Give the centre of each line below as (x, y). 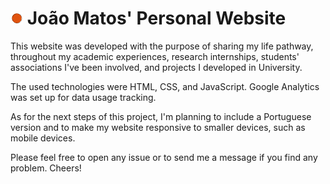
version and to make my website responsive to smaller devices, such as (158, 127)
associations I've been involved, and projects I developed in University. (156, 67)
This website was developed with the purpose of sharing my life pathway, (162, 46)
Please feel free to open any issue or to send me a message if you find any (164, 157)
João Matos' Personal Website (156, 18)
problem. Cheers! (46, 168)
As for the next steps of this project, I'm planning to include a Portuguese (161, 116)
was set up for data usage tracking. (83, 97)
